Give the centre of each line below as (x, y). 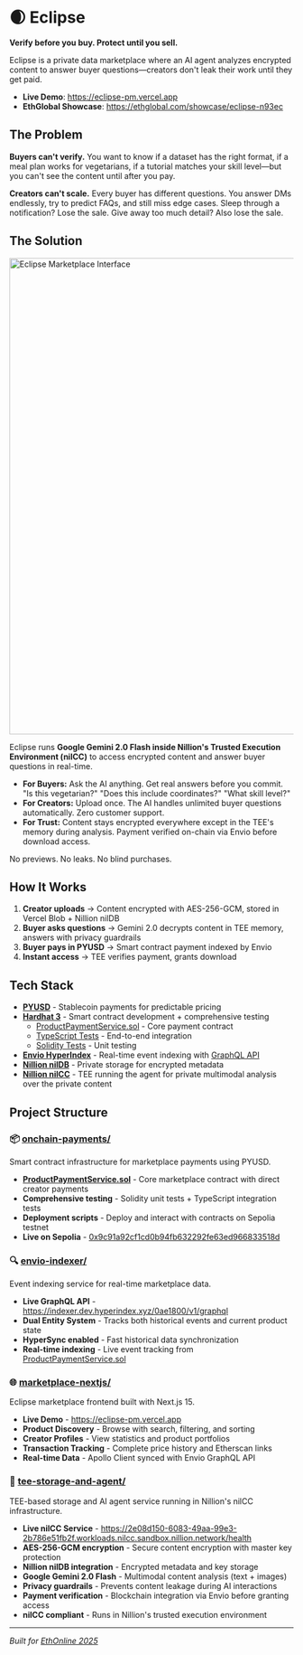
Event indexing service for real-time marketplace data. (110, 1284)
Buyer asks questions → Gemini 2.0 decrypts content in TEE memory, (153, 928)
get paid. (26, 79)
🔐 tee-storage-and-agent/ (68, 1481)
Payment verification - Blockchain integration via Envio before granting (156, 1595)
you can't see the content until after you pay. (92, 175)
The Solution (46, 241)
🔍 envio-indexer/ (48, 1261)
